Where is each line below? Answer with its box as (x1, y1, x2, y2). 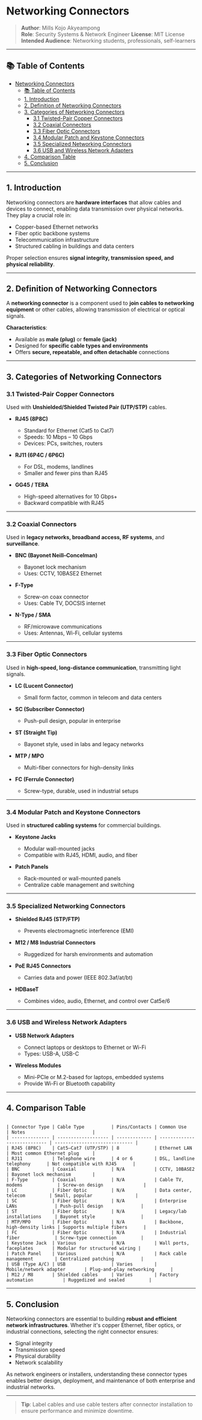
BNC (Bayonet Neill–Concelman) (14, 552, 98, 559)
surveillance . (6, 540, 40, 547)
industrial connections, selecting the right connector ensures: (6, 1328, 159, 1336)
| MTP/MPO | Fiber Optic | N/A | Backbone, (6, 1219, 185, 1225)
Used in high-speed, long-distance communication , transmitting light (6, 664, 182, 671)
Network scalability (14, 1359, 63, 1366)
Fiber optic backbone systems (14, 229, 90, 236)
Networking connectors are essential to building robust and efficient (6, 1315, 177, 1322)
